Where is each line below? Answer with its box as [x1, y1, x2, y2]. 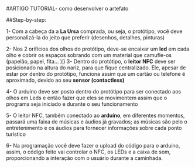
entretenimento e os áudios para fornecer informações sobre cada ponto [6, 125, 182, 131]
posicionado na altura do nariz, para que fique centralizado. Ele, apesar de [6, 64, 186, 71]
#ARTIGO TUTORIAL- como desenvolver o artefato [6, 5, 129, 12]
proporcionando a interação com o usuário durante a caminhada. [6, 155, 163, 161]
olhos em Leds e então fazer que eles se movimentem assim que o [6, 94, 167, 101]
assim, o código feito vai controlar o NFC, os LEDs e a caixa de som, [6, 148, 171, 155]
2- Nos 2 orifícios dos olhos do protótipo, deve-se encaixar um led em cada [6, 45, 190, 52]
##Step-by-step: [6, 16, 46, 23]
